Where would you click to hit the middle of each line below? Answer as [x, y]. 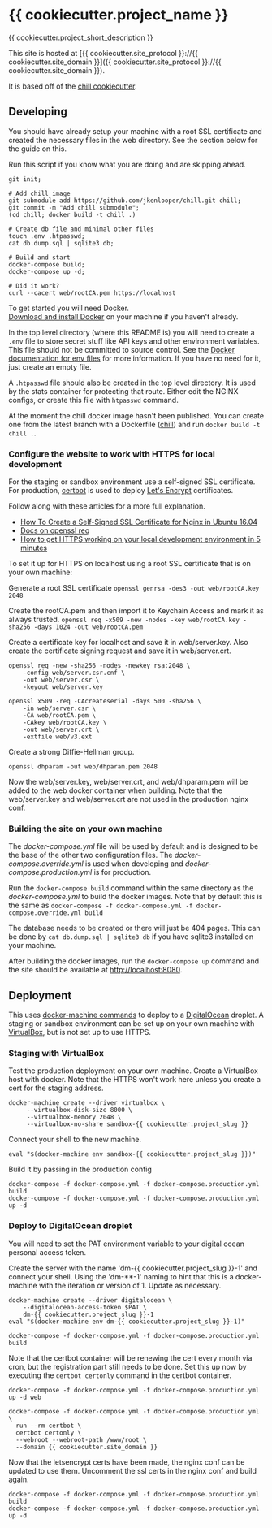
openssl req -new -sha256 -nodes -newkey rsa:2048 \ [99, 666]
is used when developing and [134, 864]
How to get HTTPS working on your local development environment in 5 [140, 539]
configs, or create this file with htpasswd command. [93, 400]
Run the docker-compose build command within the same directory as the [131, 888]
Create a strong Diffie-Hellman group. [71, 752]
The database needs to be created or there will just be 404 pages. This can [135, 928]
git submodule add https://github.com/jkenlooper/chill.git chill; [125, 201]
